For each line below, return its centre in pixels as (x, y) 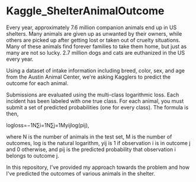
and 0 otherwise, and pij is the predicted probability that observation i (91, 149)
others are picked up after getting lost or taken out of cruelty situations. (93, 40)
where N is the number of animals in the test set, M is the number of (89, 136)
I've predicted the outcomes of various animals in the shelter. (81, 173)
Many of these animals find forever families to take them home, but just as (97, 46)
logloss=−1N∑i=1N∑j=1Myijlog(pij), (48, 125)
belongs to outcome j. (33, 155)
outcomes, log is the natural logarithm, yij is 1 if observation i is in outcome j (98, 143)
